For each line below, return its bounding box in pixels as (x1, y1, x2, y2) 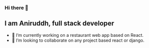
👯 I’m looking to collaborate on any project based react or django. (11, 37, 145, 43)
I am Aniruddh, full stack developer (4, 19, 115, 28)
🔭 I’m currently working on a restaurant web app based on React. (11, 32, 144, 38)
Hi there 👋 (4, 4, 29, 11)
